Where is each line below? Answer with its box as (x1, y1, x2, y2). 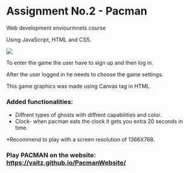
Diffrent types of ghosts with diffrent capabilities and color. (14, 111, 162, 119)
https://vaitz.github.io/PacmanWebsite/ (6, 158, 126, 167)
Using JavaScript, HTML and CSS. (6, 36, 92, 43)
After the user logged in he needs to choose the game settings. (6, 71, 164, 78)
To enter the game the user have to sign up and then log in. (6, 59, 153, 66)
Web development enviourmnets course (6, 24, 106, 31)
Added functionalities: (6, 97, 74, 106)
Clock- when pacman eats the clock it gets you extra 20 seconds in (14, 118, 183, 125)
